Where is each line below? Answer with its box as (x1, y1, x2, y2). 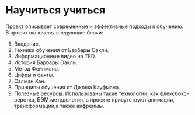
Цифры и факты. (13, 71, 55, 78)
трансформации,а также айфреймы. (13, 102, 105, 109)
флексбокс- (159, 90, 189, 97)
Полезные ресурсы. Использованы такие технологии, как (13, 90, 159, 97)
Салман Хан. (13, 77, 46, 85)
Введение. (13, 40, 40, 47)
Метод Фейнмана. (13, 65, 60, 72)
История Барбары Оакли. (13, 59, 78, 66)
